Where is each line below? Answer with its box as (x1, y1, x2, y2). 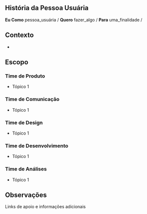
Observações (5, 191, 47, 199)
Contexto (5, 31, 34, 39)
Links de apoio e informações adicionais (5, 204, 86, 210)
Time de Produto (5, 73, 45, 79)
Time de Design (5, 119, 43, 126)
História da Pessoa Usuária (5, 4, 89, 12)
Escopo (5, 58, 28, 66)
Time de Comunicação (5, 96, 60, 103)
